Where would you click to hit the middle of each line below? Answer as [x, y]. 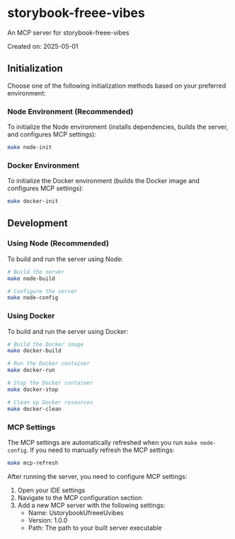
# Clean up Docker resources [50, 402]
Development [38, 223]
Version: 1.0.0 [48, 520]
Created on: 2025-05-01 [43, 46]
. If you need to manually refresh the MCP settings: [100, 450]
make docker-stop [33, 389]
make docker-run [31, 370]
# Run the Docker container [49, 364]
